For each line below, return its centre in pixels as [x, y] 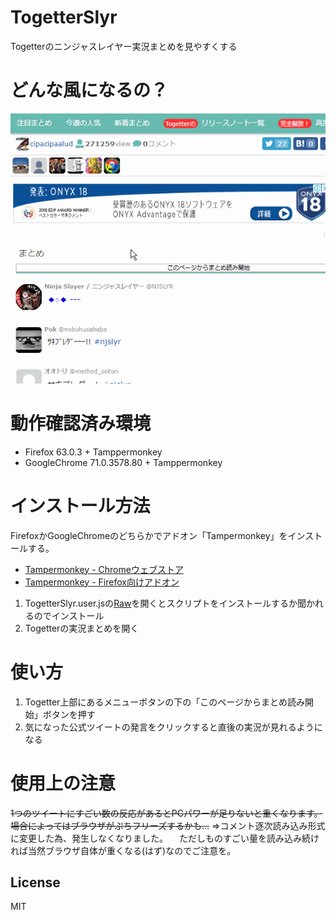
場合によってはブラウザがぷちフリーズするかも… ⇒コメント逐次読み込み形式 [168, 825]
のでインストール [69, 615]
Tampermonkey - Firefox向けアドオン [102, 582]
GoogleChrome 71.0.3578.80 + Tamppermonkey [123, 462]
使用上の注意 [63, 783]
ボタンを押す [69, 714]
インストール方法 [80, 505]
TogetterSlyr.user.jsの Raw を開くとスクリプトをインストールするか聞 [165, 603]
